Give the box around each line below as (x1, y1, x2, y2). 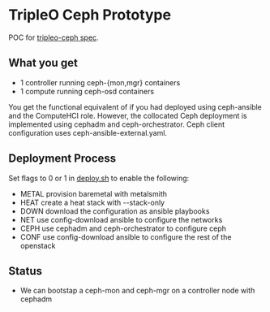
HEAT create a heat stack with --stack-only (19, 197, 165, 207)
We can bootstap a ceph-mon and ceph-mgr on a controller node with (19, 286, 255, 296)
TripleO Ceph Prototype (8, 6, 172, 24)
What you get (8, 56, 79, 70)
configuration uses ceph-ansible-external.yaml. (8, 128, 168, 137)
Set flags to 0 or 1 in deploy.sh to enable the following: (8, 173, 190, 183)
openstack (19, 240, 56, 250)
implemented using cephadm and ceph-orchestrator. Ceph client (8, 119, 225, 129)
